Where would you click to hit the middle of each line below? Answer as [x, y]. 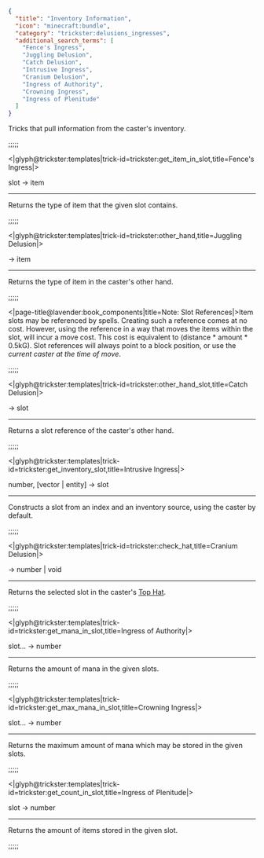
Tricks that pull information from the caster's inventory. [97, 129]
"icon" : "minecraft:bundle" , [63, 26]
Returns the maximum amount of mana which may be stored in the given [126, 746]
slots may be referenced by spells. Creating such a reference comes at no [128, 321]
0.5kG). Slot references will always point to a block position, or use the [122, 346]
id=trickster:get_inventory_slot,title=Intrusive [80, 469]
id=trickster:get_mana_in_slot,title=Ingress [77, 631]
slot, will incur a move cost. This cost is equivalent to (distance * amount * [128, 337]
